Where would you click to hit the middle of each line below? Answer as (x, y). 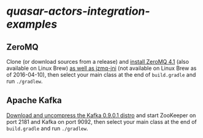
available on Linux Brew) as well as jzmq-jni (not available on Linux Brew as (101, 68)
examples (32, 24)
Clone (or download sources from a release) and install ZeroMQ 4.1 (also (98, 62)
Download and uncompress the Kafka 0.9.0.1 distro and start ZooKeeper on (101, 115)
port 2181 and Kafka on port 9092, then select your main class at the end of (102, 121)
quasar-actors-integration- (78, 11)
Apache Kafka (34, 100)
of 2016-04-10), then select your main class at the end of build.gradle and (101, 75)
